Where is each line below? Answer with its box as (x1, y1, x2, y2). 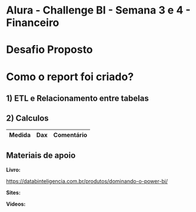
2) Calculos (6, 113, 49, 124)
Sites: (6, 189, 21, 196)
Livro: (6, 166, 21, 173)
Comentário (53, 131, 88, 139)
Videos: (6, 200, 26, 207)
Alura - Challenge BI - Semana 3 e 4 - (6, 4, 191, 17)
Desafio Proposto (6, 43, 93, 57)
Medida (9, 131, 31, 139)
